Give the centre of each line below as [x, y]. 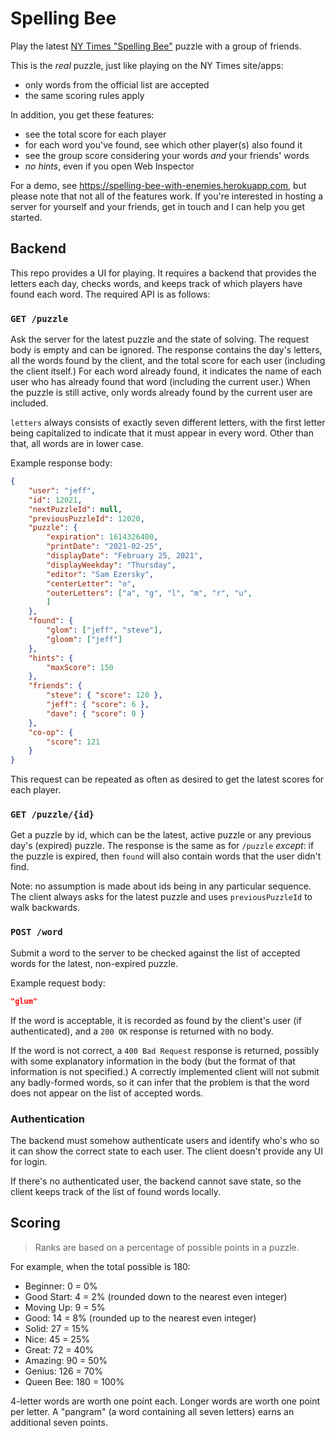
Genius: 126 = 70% [64, 1371]
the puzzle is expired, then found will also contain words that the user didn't [166, 856]
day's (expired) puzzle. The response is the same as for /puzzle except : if [162, 846]
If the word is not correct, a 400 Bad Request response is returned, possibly [165, 1050]
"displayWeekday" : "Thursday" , [111, 565]
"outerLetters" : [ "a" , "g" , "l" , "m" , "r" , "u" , [149, 593]
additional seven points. [59, 1422]
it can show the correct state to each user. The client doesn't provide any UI [166, 1151]
